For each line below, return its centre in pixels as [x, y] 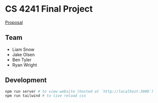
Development [26, 80]
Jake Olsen [23, 54]
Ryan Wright [25, 65]
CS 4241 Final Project [49, 9]
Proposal [14, 22]
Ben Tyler [22, 60]
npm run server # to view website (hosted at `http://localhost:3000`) [79, 91]
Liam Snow [23, 49]
